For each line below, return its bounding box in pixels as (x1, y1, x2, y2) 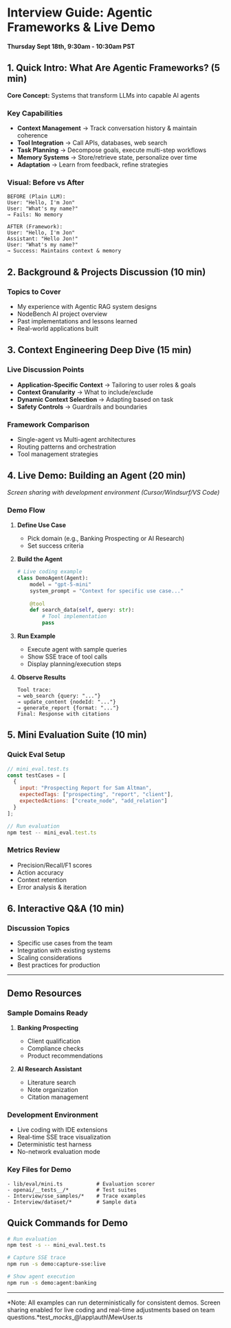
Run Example (16, 632, 56, 640)
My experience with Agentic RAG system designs (16, 303, 157, 311)
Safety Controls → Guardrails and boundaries (16, 403, 148, 411)
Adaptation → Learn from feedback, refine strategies (16, 160, 168, 169)
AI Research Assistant (16, 1065, 82, 1073)
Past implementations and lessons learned (16, 317, 137, 325)
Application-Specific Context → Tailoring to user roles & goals (16, 381, 197, 389)
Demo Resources (7, 987, 82, 999)
